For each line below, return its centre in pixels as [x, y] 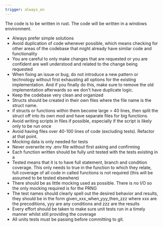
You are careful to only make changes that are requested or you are [80, 58]
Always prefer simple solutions [43, 38]
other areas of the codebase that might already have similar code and [82, 48]
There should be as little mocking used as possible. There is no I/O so [82, 183]
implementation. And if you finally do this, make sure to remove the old [83, 85]
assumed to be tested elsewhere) [45, 178]
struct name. [25, 105]
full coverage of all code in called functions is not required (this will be [82, 172]
